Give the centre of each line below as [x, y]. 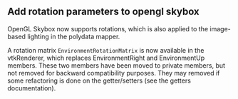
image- [220, 28]
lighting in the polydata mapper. [74, 36]
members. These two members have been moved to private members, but [117, 65]
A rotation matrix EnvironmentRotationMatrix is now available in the [106, 50]
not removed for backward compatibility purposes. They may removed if [114, 73]
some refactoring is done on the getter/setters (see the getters [99, 80]
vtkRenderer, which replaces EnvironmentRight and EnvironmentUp [106, 58]
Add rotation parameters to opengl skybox [103, 12]
